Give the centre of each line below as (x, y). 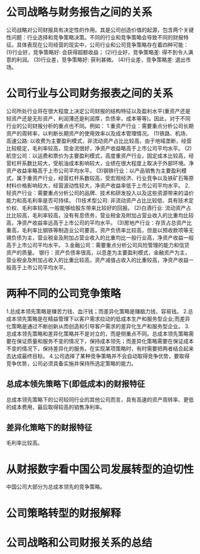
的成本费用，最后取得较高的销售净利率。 (56, 407)
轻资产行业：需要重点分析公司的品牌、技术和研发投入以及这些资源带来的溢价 (100, 193)
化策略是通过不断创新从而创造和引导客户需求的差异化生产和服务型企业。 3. (98, 326)
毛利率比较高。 (24, 443)
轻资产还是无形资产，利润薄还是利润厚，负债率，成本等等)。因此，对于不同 (99, 118)
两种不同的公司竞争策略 (64, 294)
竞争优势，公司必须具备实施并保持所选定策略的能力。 (71, 363)
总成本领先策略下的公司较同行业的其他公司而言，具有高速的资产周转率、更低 (100, 399)
